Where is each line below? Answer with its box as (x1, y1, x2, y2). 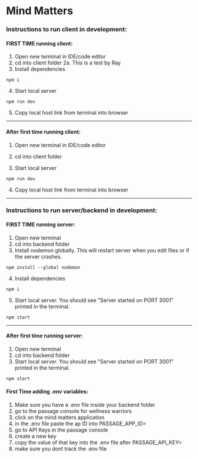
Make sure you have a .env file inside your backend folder (14, 401, 156, 408)
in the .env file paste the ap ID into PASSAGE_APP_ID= (14, 420, 147, 427)
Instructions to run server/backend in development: (6, 206, 157, 215)
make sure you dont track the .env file (14, 445, 107, 453)
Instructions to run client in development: (6, 25, 127, 34)
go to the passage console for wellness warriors (14, 408, 132, 415)
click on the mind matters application (14, 414, 105, 421)
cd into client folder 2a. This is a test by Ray (14, 59, 121, 66)
